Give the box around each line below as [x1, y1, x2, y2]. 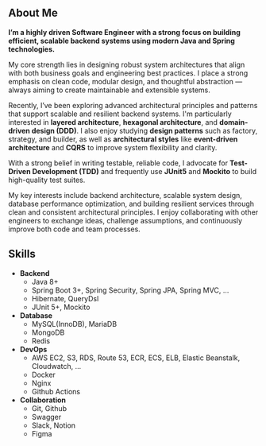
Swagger [31, 412, 62, 421]
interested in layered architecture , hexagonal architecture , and [8, 117, 218, 126]
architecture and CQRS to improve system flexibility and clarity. [8, 142, 218, 152]
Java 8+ [31, 277, 59, 286]
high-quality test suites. [8, 175, 86, 184]
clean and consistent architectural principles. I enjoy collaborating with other [8, 207, 259, 217]
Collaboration [19, 395, 66, 405]
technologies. [8, 44, 56, 54]
